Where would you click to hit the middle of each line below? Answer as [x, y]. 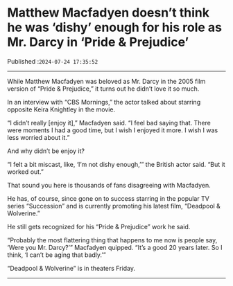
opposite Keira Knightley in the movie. [61, 109]
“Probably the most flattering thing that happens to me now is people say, [112, 240]
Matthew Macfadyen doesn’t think [109, 13]
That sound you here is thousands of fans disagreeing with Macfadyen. [109, 185]
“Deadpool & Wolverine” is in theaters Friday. [71, 268]
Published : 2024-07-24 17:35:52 [53, 61]
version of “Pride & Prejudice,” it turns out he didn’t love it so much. [103, 89]
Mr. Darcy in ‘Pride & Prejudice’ [98, 42]
